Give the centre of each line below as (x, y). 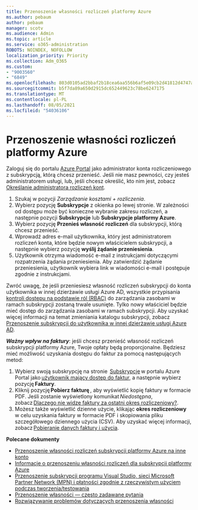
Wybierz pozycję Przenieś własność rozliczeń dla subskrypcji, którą (98, 224)
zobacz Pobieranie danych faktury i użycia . (67, 428)
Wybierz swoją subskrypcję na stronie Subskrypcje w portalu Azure (97, 371)
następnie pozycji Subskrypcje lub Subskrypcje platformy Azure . (95, 218)
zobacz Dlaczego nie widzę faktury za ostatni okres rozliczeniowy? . (96, 403)
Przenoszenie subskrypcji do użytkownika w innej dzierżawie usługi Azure (96, 323)
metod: (15, 360)
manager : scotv (25, 28)
